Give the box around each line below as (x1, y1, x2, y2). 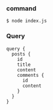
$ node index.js (6, 18, 47, 24)
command (6, 4, 37, 13)
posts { (11, 51, 31, 57)
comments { (17, 72, 45, 78)
